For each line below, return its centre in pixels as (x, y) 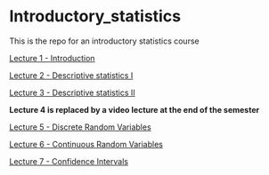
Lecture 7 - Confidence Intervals (69, 161)
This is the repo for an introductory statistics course (104, 41)
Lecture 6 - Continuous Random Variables (86, 144)
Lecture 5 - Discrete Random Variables (80, 127)
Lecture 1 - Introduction (52, 58)
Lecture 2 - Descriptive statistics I (71, 75)
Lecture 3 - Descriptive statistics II (72, 92)
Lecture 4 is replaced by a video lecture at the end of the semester (134, 109)
